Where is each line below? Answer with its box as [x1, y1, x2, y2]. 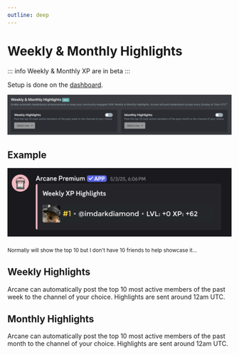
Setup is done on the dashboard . [7, 80, 103, 89]
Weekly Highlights [7, 266, 91, 278]
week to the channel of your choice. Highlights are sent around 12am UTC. [7, 292, 225, 301]
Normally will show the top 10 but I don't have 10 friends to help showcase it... [7, 246, 198, 254]
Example [7, 149, 47, 161]
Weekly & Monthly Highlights [7, 43, 183, 59]
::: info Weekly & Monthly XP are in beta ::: [7, 66, 130, 75]
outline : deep [7, 11, 50, 18]
